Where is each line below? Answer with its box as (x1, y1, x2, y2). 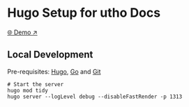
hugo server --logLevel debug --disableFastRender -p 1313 (7, 93, 183, 100)
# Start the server (7, 80, 64, 88)
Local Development (7, 49, 93, 61)
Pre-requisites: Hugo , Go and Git (7, 67, 101, 76)
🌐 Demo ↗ (7, 28, 38, 36)
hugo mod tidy (7, 87, 49, 94)
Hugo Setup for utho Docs (7, 5, 161, 21)
